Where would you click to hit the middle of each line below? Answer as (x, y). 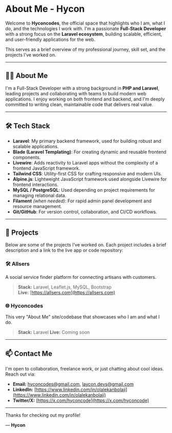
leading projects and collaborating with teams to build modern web (76, 93)
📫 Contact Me (29, 354)
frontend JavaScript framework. (46, 168)
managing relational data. (39, 195)
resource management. (37, 206)
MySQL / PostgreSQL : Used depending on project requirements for (84, 190)
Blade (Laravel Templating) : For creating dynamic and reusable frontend (89, 152)
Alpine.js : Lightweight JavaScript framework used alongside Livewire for (90, 179)
